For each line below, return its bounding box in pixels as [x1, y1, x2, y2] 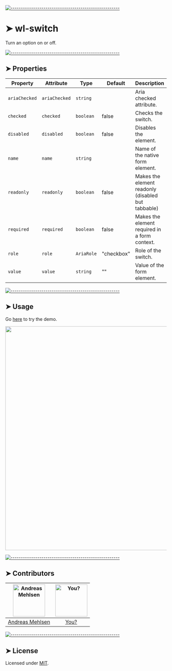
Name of [135, 145, 156, 152]
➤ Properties [5, 64, 47, 73]
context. [135, 239, 155, 246]
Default [106, 79, 125, 86]
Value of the [135, 262, 164, 269]
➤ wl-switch [5, 23, 59, 34]
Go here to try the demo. [5, 316, 57, 322]
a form [135, 232, 151, 239]
